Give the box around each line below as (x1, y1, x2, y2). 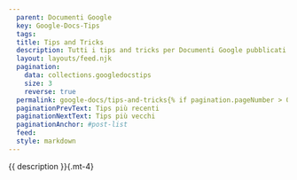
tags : (16, 29, 37, 38)
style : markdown (16, 137, 76, 145)
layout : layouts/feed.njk (16, 54, 113, 63)
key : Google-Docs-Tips (16, 21, 100, 30)
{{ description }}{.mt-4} (8, 160, 94, 171)
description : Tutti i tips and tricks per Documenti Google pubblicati (16, 46, 287, 55)
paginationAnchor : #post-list (16, 121, 128, 129)
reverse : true (24, 87, 76, 96)
